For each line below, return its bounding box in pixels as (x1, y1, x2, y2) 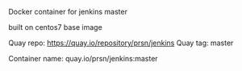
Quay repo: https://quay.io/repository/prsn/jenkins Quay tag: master (8, 38, 234, 48)
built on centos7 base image (8, 23, 102, 31)
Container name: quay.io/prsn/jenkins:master (8, 54, 159, 63)
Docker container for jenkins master (8, 7, 127, 16)
